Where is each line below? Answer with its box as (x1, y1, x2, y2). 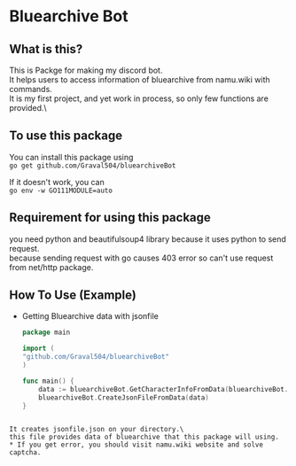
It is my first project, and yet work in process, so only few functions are (9, 93, 269, 104)
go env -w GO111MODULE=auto (9, 186, 113, 195)
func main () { (21, 377, 74, 385)
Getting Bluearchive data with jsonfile (21, 311, 160, 322)
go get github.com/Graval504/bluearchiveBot (9, 161, 176, 170)
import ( (21, 344, 55, 353)
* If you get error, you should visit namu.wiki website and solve (9, 440, 264, 449)
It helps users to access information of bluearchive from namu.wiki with (9, 74, 270, 85)
